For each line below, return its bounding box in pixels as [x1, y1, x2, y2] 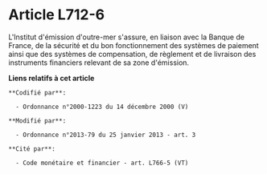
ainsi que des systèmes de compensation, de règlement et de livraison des [8, 49, 257, 59]
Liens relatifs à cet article [8, 73, 95, 83]
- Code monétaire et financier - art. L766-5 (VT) [15, 159, 189, 167]
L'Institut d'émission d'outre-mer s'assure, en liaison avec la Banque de [8, 32, 245, 42]
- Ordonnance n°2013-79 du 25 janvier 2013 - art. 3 [15, 131, 196, 139]
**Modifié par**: [8, 116, 67, 125]
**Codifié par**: [8, 88, 67, 97]
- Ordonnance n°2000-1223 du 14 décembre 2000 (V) [15, 103, 189, 111]
